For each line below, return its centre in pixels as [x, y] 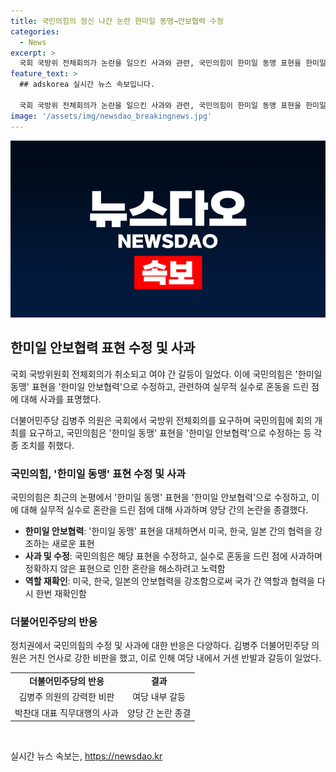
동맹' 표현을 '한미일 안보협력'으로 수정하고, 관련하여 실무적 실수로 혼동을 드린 [160, 386]
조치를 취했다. [47, 445]
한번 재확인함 [61, 594]
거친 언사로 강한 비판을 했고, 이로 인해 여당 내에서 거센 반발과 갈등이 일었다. [175, 658]
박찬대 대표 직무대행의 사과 [66, 712]
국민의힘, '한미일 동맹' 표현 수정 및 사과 [98, 473]
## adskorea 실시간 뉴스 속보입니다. [87, 85]
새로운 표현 [73, 544]
